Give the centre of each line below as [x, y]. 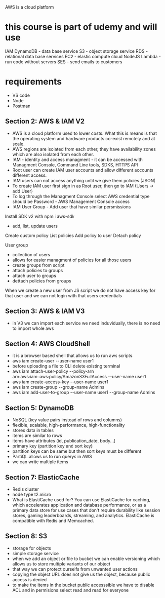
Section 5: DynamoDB [40, 408]
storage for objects [32, 548]
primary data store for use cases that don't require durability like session [86, 510]
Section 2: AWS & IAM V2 [45, 121]
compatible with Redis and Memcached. [53, 520]
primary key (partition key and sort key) [52, 446]
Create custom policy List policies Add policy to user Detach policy [73, 235]
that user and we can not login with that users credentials [63, 295]
